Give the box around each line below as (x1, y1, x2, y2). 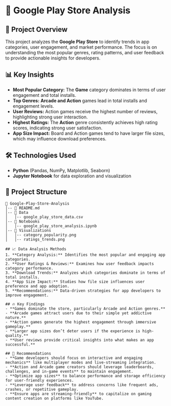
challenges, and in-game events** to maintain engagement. (5, 369, 134, 374)
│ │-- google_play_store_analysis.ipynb (5, 224, 97, 229)
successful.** (5, 342, 36, 348)
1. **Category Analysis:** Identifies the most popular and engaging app (5, 252, 166, 258)
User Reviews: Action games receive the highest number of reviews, (12, 108, 158, 114)
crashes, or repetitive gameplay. (5, 387, 79, 392)
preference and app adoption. (5, 284, 70, 289)
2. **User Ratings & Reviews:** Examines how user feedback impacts (5, 261, 154, 267)
